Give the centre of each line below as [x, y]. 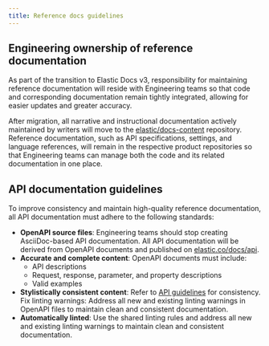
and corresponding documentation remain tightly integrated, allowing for [128, 97]
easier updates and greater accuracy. [70, 106]
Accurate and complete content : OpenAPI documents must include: [133, 258]
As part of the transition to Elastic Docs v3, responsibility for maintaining [128, 80]
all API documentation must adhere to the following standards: [111, 217]
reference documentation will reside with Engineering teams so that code [129, 88]
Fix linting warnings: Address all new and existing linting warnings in [133, 301]
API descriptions [59, 267]
